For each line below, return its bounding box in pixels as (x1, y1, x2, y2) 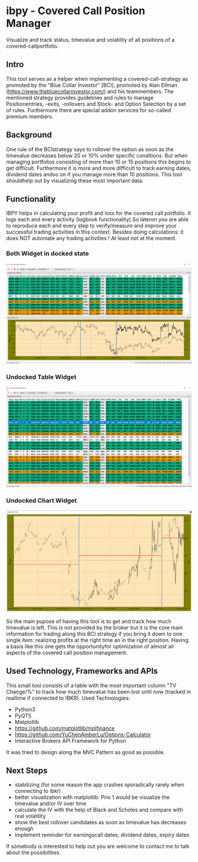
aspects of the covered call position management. (6, 649, 128, 656)
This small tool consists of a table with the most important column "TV (6, 681, 177, 689)
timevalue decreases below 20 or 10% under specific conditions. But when (6, 152, 188, 159)
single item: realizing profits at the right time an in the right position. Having (6, 636, 189, 644)
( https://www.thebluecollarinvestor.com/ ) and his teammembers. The (6, 87, 174, 95)
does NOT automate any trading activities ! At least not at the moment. (6, 235, 177, 242)
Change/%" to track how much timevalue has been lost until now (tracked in (6, 688, 192, 695)
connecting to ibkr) (14, 788, 61, 795)
